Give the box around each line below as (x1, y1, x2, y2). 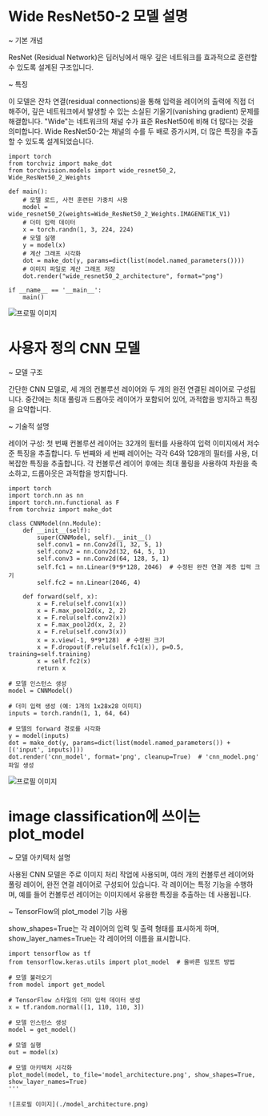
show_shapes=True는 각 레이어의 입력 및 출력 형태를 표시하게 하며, (8, 923, 220, 933)
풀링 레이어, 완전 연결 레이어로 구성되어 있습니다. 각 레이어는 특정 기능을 (8, 879, 232, 889)
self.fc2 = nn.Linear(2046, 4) (37, 578, 142, 586)
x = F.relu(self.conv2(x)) (37, 614, 127, 622)
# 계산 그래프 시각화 (22, 249, 82, 257)
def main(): (8, 187, 48, 195)
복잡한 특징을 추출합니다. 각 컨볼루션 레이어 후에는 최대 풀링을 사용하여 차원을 (8, 458, 250, 468)
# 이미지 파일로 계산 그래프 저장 (22, 265, 116, 273)
